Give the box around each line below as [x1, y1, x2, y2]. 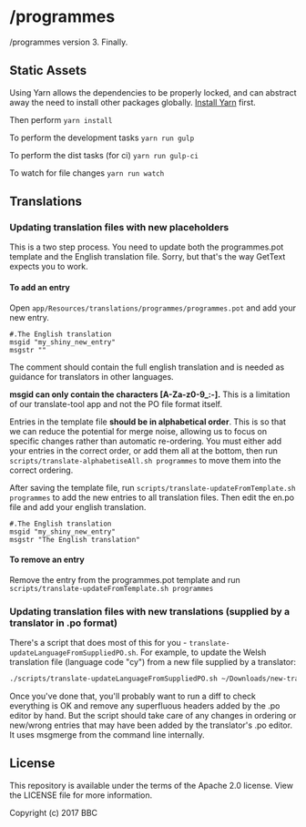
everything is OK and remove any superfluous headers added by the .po [9, 700, 280, 711]
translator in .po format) [9, 617, 118, 629]
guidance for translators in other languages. [9, 371, 175, 382]
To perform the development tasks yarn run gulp [9, 132, 195, 143]
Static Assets [9, 63, 87, 78]
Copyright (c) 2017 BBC [9, 807, 98, 818]
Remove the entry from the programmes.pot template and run [9, 574, 241, 585]
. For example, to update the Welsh [135, 647, 267, 658]
